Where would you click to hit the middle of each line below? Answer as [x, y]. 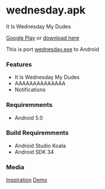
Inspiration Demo [27, 180]
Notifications [30, 90]
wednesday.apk [46, 10]
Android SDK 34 [34, 152]
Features [19, 64]
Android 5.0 [29, 117]
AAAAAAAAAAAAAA [40, 83]
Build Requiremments [38, 133]
